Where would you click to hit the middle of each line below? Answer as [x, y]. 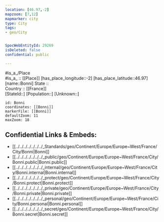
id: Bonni [15, 103]
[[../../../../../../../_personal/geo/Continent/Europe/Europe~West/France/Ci [85, 198]
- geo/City [16, 32]
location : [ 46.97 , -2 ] [27, 10]
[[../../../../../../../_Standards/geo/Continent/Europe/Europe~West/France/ [85, 147]
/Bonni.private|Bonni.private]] [42, 194]
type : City [16, 23]
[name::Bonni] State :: [27, 83]
